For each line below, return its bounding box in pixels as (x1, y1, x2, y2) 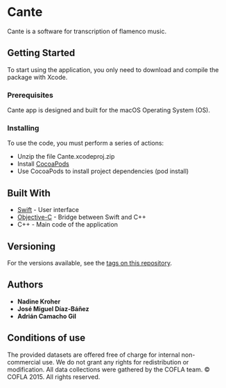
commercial (7, 358, 41, 366)
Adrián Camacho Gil (17, 312, 76, 320)
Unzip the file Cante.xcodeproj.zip (17, 152, 115, 161)
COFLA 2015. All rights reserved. (7, 372, 101, 381)
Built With (7, 187, 51, 199)
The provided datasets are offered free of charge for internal (7, 351, 180, 359)
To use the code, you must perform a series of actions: (7, 139, 164, 148)
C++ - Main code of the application (17, 220, 118, 229)
